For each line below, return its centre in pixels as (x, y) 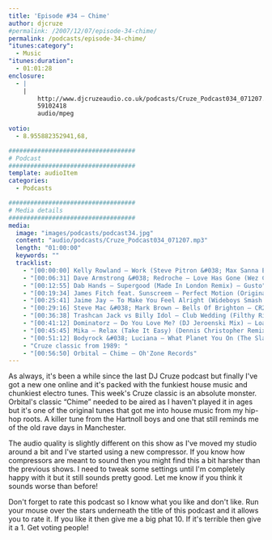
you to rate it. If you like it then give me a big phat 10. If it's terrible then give (135, 519)
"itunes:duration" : (41, 61)
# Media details (36, 210)
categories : (28, 181)
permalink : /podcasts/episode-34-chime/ (78, 38)
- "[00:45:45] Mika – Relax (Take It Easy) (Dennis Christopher (134, 331)
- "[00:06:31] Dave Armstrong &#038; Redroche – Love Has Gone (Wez (141, 278)
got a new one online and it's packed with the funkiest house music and (128, 385)
